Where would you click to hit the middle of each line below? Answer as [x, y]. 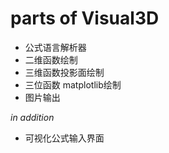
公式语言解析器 [55, 47]
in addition [32, 117]
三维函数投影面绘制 [64, 72]
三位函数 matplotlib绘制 [73, 84]
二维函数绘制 [51, 59]
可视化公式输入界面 [64, 138]
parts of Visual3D [85, 18]
